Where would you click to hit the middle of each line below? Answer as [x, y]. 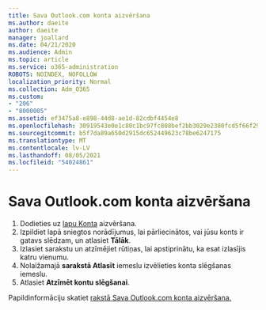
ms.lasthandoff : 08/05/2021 [55, 155]
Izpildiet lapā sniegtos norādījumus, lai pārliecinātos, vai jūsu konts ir [131, 232]
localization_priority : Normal [60, 81]
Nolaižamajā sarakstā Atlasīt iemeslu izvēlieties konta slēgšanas [125, 266]
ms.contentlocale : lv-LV [49, 148]
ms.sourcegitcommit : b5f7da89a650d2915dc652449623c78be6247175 [115, 133]
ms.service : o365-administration [63, 67]
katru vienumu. [44, 257]
